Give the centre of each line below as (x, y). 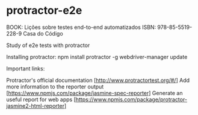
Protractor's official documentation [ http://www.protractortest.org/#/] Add (98, 80)
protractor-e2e (44, 11)
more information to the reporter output (55, 86)
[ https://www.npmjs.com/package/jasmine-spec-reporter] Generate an (94, 93)
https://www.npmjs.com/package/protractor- (131, 99)
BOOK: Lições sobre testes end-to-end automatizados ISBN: (81, 27)
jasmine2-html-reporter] (36, 105)
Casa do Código (43, 33)
